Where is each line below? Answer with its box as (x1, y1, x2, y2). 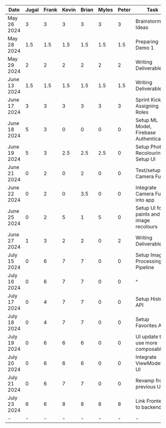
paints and (135, 211, 160, 217)
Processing (135, 258, 162, 264)
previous (135, 383, 156, 390)
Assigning (135, 102, 159, 109)
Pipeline (135, 264, 155, 271)
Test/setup (135, 167, 161, 174)
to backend (135, 404, 162, 410)
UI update (135, 333, 159, 340)
